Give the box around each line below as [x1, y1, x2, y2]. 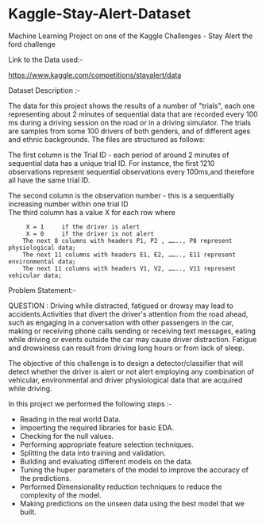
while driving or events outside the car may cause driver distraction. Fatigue [8, 334, 257, 344]
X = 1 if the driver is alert [25, 223, 141, 231]
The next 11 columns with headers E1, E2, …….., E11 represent [22, 251, 237, 259]
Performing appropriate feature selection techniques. [19, 440, 195, 449]
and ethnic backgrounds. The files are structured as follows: [8, 134, 205, 144]
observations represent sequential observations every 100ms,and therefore [8, 167, 255, 176]
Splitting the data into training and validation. [19, 448, 167, 457]
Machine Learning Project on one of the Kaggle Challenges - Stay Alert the [8, 31, 253, 40]
